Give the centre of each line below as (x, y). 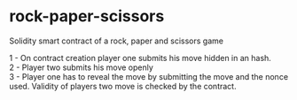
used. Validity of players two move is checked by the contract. (123, 86)
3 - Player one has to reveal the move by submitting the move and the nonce (149, 76)
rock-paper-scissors (87, 16)
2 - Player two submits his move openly (81, 67)
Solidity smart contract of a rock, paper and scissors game (117, 41)
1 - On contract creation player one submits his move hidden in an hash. (141, 58)
